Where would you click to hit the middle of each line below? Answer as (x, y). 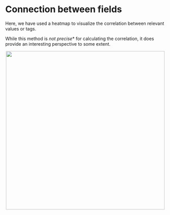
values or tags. (21, 28)
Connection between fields (64, 9)
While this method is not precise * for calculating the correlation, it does (80, 39)
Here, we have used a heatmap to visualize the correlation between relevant (85, 23)
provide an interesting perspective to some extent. (58, 44)
